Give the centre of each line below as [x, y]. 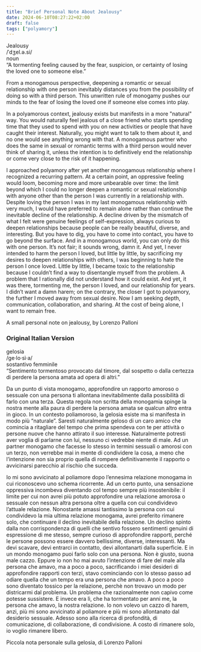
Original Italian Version [40, 338]
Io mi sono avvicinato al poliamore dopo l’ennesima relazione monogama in [99, 477]
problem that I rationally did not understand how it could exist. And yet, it [96, 279]
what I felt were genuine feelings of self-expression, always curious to [93, 222]
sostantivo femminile [32, 364]
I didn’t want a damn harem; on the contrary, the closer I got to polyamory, [98, 292]
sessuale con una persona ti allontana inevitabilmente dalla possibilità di [95, 395]
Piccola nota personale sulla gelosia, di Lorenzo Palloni [74, 642]
